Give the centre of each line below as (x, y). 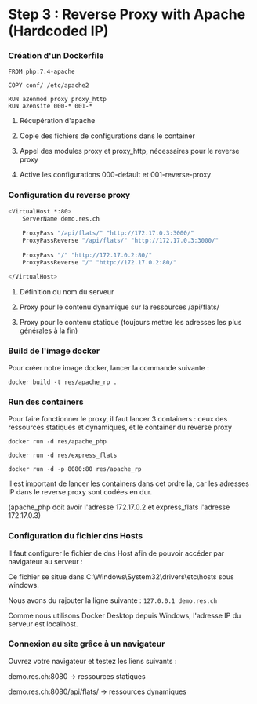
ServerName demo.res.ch (61, 219)
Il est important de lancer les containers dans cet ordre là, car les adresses (128, 483)
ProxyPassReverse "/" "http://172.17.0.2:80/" (100, 262)
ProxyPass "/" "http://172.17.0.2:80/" (87, 255)
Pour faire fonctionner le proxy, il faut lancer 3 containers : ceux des (118, 419)
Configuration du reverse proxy (69, 195)
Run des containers (46, 402)
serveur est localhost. (43, 624)
